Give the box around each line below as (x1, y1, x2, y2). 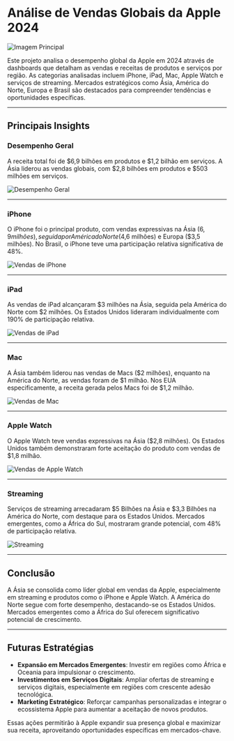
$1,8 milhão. (7, 451, 42, 459)
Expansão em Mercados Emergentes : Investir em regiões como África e (17, 660, 226, 669)
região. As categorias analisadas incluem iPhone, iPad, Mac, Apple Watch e (7, 71, 224, 79)
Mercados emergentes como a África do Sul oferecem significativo (7, 608, 200, 616)
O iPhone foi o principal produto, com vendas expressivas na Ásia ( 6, (7, 224, 205, 233)
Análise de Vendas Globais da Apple (7, 5, 221, 21)
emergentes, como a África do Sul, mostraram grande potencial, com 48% (7, 519, 221, 528)
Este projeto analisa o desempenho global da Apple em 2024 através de (7, 56, 214, 64)
